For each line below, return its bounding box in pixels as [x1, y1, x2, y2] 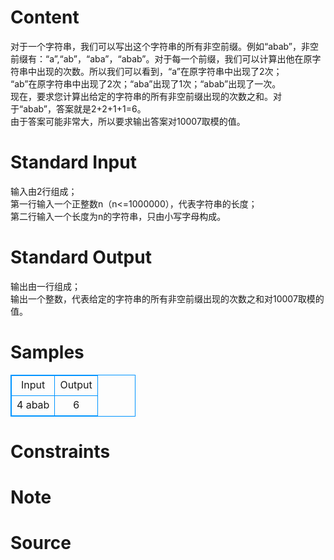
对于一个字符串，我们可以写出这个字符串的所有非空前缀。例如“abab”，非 [10, 40, 310, 52]
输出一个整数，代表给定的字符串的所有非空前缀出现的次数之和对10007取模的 [10, 292, 325, 305]
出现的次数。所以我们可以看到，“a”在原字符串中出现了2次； [36, 65, 283, 77]
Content [10, 6, 80, 29]
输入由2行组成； [10, 185, 78, 197]
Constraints [10, 440, 111, 463]
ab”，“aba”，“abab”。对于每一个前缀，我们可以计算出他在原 [63, 52, 313, 65]
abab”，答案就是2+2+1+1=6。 [23, 102, 147, 115]
